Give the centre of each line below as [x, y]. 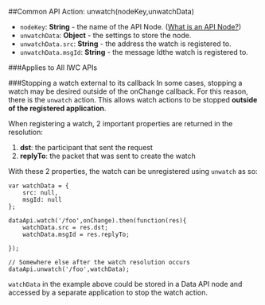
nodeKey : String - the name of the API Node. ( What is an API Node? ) [131, 27]
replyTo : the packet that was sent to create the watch [108, 156]
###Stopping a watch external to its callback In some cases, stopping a [125, 83]
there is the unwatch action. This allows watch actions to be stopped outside [133, 100]
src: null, [41, 193]
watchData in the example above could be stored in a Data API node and [125, 284]
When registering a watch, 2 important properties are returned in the [121, 124]
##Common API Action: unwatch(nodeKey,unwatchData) [101, 12]
